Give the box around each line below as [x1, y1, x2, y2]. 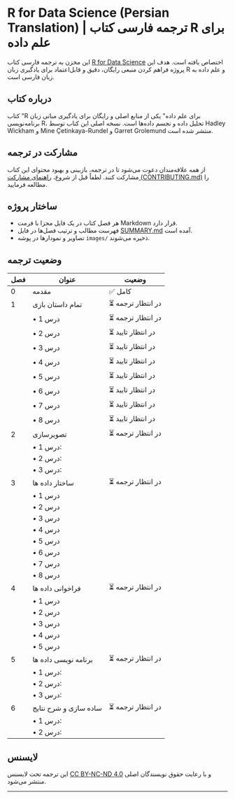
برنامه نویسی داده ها [32, 654, 93, 664]
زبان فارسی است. [7, 72, 55, 81]
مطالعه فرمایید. [7, 180, 48, 188]
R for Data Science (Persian [7, 5, 170, 21]
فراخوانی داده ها [32, 583, 81, 593]
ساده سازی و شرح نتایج [32, 703, 103, 713]
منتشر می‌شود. [7, 777, 47, 785]
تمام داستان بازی [32, 299, 83, 309]
